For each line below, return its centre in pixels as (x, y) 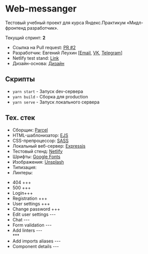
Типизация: (24, 167)
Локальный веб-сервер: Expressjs (49, 146)
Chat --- (21, 219)
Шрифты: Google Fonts (36, 157)
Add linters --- (27, 230)
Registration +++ (30, 198)
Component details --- (35, 246)
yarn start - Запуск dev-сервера (48, 91)
